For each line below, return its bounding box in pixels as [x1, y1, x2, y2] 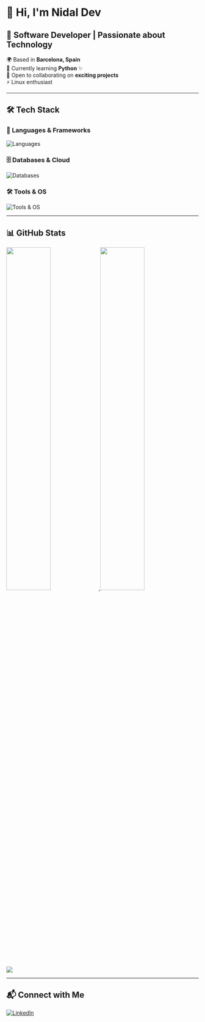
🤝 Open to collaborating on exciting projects [6, 71, 119, 79]
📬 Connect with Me [6, 990, 84, 1000]
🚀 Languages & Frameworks [6, 126, 91, 135]
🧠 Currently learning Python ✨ [6, 65, 84, 72]
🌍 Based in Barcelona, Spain [6, 56, 81, 63]
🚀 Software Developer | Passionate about [6, 30, 166, 40]
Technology [6, 39, 53, 49]
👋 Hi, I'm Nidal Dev [6, 5, 102, 20]
